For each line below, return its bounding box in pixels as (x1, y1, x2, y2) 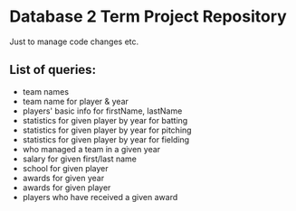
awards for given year (22, 172, 105, 183)
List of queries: (9, 62, 97, 78)
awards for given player (22, 182, 111, 193)
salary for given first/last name (22, 153, 138, 164)
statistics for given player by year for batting (22, 115, 188, 125)
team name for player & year (22, 96, 129, 106)
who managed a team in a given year (22, 143, 161, 154)
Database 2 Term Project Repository (9, 6, 287, 27)
